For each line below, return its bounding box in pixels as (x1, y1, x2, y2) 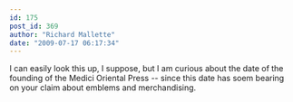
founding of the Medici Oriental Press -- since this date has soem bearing (9, 73, 285, 84)
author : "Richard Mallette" (9, 30, 116, 39)
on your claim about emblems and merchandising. (9, 82, 197, 93)
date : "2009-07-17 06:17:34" (9, 38, 120, 48)
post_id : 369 (9, 22, 59, 31)
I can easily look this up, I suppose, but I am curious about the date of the (9, 63, 284, 74)
